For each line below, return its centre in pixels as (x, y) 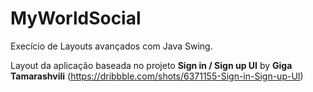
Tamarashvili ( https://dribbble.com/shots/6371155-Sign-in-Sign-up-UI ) (157, 76)
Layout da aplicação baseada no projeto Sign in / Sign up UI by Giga (151, 65)
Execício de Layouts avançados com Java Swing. (111, 46)
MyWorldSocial (76, 18)
